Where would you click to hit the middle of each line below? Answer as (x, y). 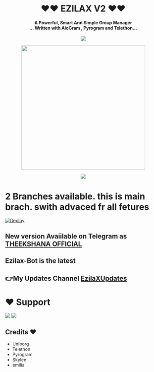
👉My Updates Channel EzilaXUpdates (66, 278)
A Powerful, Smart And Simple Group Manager (83, 22)
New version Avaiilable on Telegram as (66, 236)
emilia (18, 365)
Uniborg (21, 344)
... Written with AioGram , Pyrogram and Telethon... (83, 28)
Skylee (19, 360)
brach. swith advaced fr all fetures (77, 207)
